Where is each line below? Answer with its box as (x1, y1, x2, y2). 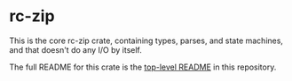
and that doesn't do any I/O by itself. (9, 44, 142, 55)
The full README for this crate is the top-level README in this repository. (9, 62, 277, 72)
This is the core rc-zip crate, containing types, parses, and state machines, (9, 35, 284, 46)
